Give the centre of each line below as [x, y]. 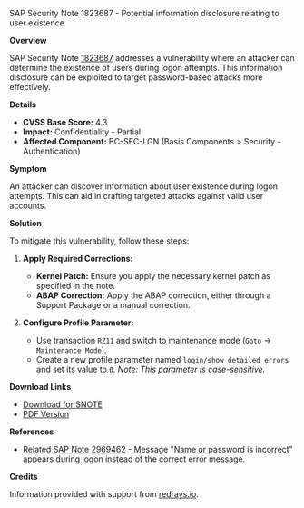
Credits [24, 477]
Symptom [28, 169]
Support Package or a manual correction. [113, 305]
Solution [26, 223]
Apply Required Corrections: [78, 259]
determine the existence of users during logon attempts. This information [146, 68]
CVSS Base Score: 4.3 [65, 122]
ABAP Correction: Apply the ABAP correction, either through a [153, 295]
